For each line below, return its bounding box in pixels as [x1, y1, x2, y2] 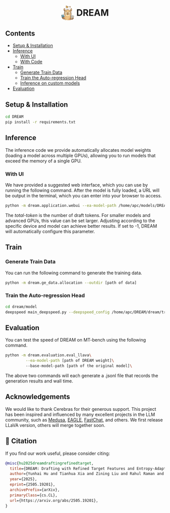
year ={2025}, [10, 477, 37, 482]
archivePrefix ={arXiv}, [10, 487, 60, 493]
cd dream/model [5, 304, 37, 309]
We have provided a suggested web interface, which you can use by [5, 182, 148, 188]
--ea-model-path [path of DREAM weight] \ [25, 358, 114, 363]
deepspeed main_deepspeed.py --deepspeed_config [5, 310, 110, 315]
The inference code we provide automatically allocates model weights [5, 147, 151, 153]
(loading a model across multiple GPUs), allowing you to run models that [5, 152, 156, 158]
